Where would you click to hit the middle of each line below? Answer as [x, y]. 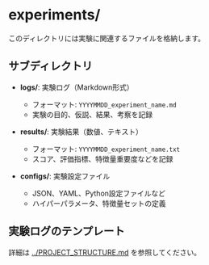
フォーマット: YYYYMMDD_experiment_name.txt [106, 149]
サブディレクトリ [50, 66]
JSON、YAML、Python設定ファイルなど [99, 193]
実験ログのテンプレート [67, 231]
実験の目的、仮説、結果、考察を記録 [92, 114]
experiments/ [54, 15]
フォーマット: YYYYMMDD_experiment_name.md [104, 104]
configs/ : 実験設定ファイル [65, 176]
